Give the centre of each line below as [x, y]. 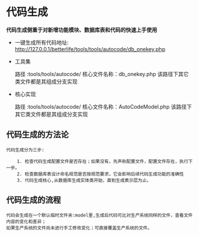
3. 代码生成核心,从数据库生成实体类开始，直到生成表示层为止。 [84, 180]
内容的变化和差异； [26, 221]
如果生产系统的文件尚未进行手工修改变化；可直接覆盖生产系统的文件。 [79, 228]
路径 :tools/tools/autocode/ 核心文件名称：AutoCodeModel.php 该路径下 [103, 106]
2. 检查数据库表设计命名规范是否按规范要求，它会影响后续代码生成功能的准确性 [100, 174]
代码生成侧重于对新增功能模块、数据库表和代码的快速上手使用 [82, 30]
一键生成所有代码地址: [42, 42]
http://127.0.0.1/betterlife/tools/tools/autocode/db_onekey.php [90, 49]
